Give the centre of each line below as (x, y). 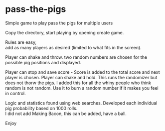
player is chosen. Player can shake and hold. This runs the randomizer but (81, 77)
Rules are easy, (21, 42)
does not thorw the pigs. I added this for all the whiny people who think (78, 83)
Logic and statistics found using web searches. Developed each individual (81, 103)
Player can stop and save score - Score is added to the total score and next (83, 72)
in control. (15, 93)
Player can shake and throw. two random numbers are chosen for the (76, 57)
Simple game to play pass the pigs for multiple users (59, 23)
